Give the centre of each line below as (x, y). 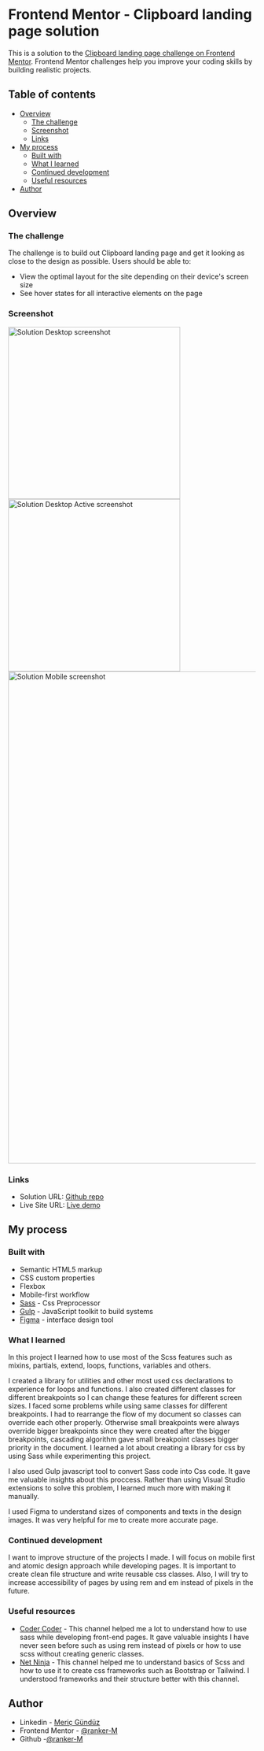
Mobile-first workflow (55, 1294)
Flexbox (32, 1286)
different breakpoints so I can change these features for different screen (125, 1397)
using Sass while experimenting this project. (80, 1456)
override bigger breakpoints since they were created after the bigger (119, 1431)
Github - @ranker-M (51, 1739)
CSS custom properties (57, 1278)
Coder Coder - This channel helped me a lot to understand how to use (133, 1628)
